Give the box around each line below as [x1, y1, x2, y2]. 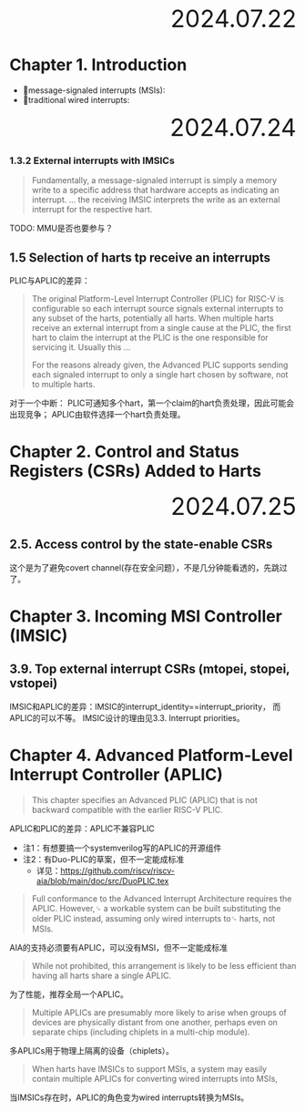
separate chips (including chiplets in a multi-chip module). [31, 1026, 250, 1037]
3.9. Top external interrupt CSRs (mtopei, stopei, [9, 662, 290, 677]
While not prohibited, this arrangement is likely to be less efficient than [31, 960, 297, 971]
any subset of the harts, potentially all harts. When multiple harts [31, 313, 275, 324]
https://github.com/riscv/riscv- [60, 865, 176, 876]
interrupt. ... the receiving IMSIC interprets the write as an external [31, 194, 280, 205]
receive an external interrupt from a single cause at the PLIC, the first [31, 323, 291, 334]
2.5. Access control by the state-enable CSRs [9, 537, 273, 552]
